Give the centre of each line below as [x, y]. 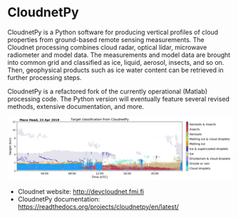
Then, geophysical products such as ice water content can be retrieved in [116, 70]
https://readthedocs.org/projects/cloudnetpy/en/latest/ [98, 207]
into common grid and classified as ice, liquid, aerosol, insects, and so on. [116, 62]
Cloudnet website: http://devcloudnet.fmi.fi [81, 191]
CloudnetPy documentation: [59, 199]
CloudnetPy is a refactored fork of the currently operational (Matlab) [108, 91]
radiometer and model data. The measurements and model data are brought [119, 55]
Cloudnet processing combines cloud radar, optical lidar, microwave [107, 47]
